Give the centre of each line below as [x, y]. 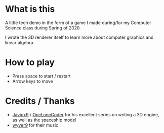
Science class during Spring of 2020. [43, 27]
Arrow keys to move [33, 81]
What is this [30, 9]
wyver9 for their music [35, 125]
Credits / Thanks [40, 101]
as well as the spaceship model [44, 120]
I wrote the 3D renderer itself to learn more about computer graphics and [80, 37]
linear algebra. [20, 42]
